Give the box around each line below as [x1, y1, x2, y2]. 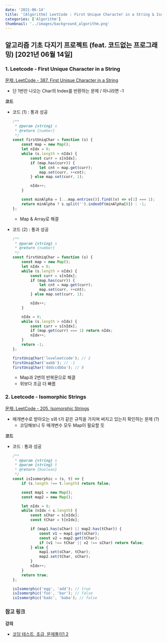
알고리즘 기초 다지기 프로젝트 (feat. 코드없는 [5, 41, 133, 49]
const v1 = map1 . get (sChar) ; [39, 531, 100, 536]
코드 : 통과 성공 [12, 443, 42, 449]
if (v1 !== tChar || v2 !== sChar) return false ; [39, 540, 144, 545]
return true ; [21, 572, 49, 577]
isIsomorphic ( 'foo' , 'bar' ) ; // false [12, 591, 93, 596]
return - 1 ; [21, 342, 44, 347]
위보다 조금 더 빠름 [19, 381, 56, 387]
